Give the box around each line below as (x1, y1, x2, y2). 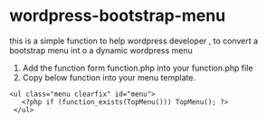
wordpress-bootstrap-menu (9, 5, 226, 26)
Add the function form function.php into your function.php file (22, 62, 253, 73)
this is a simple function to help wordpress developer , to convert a (9, 35, 259, 46)
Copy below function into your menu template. (22, 71, 196, 82)
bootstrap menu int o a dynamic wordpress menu (9, 44, 193, 55)
